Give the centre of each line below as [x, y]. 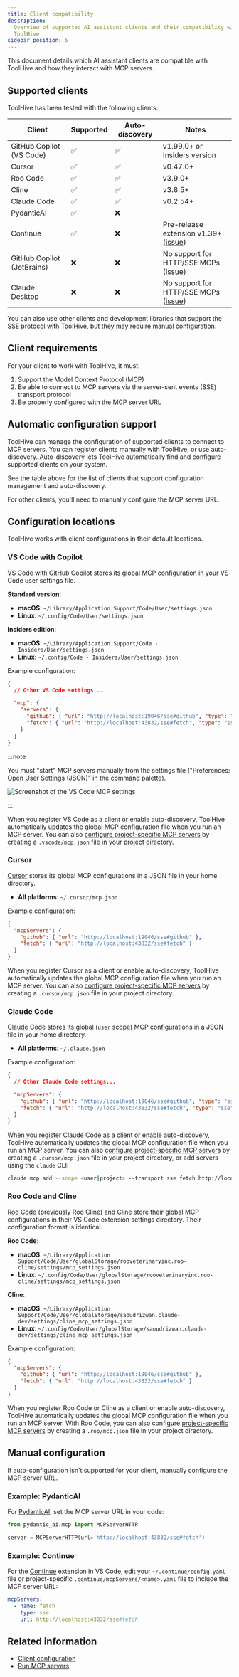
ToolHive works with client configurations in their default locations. [105, 539]
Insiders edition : [32, 629]
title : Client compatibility [51, 14]
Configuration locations [61, 521]
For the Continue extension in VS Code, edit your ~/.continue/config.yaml [117, 1571]
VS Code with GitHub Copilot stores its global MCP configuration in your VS [118, 573]
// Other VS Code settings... [58, 690]
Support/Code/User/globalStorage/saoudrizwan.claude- [99, 1315]
